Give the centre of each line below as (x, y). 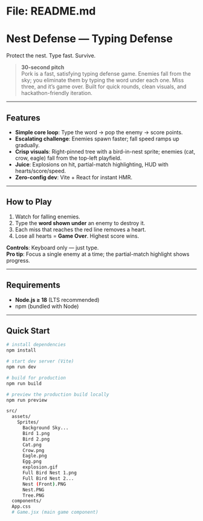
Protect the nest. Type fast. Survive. (51, 56)
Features (23, 118)
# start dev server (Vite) (40, 361)
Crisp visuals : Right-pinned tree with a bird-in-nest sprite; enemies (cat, (105, 151)
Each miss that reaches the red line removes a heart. (80, 229)
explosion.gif (40, 467)
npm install (21, 350)
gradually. (27, 145)
